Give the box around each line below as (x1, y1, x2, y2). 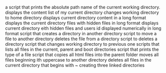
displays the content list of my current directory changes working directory (5, 9, 160, 15)
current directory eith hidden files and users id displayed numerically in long (5, 25, 162, 31)
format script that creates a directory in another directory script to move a (5, 31, 157, 36)
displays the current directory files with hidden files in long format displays (5, 20, 159, 26)
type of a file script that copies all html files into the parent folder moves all (5, 52, 159, 58)
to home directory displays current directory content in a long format (5, 15, 146, 20)
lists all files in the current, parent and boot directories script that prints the (5, 47, 159, 52)
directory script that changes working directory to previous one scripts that (5, 41, 160, 47)
